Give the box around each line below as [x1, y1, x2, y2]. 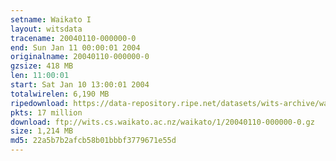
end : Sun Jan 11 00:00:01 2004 [10, 42, 141, 53]
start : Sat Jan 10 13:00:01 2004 [10, 80, 150, 90]
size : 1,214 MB [10, 126, 74, 136]
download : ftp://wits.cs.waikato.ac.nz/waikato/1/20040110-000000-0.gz [10, 117, 315, 127]
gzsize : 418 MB [10, 61, 74, 71]
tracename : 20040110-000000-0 [10, 33, 137, 43]
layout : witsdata [10, 24, 83, 34]
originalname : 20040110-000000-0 [10, 52, 150, 62]
